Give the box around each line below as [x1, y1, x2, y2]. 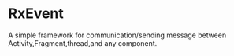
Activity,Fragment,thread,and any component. [8, 38, 158, 47]
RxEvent [8, 5, 65, 23]
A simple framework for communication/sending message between [8, 30, 227, 40]
